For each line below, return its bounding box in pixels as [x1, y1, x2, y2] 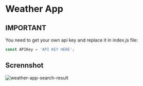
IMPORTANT [5, 24, 46, 32]
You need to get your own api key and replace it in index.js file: [5, 37, 138, 43]
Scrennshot [5, 61, 44, 70]
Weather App [5, 3, 63, 15]
